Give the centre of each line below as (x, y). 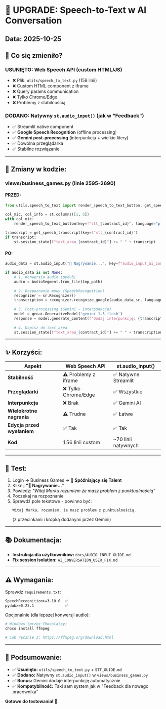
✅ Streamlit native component (43, 126)
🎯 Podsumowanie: (34, 657)
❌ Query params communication (45, 91)
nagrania (18, 417)
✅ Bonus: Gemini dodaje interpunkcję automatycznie (66, 680)
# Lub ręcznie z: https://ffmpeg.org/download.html (59, 638)
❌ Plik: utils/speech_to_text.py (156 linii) (55, 81)
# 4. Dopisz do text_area (41, 328)
